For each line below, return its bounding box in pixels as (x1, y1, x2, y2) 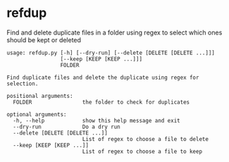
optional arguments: (6, 111, 68, 118)
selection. (6, 80, 39, 87)
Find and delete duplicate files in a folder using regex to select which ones (6, 28, 223, 37)
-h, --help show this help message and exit (13, 117, 180, 124)
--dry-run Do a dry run (13, 123, 120, 130)
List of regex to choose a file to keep (82, 148, 202, 155)
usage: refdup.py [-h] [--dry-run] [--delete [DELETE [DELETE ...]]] (6, 49, 216, 56)
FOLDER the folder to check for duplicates (13, 99, 190, 106)
